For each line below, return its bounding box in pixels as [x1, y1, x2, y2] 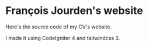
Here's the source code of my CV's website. [5, 23, 112, 30]
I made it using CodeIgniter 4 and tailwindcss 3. [5, 34, 120, 41]
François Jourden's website [5, 4, 144, 17]
